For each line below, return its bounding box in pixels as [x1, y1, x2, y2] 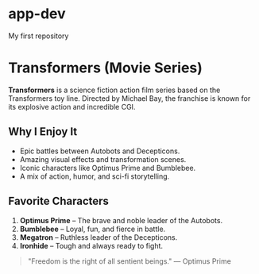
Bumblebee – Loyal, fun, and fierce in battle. [19, 224, 166, 233]
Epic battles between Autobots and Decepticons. [19, 146, 180, 156]
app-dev [8, 5, 66, 23]
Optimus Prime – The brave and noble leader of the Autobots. [19, 215, 223, 225]
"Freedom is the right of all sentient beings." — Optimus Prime [27, 256, 232, 266]
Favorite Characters [8, 195, 110, 208]
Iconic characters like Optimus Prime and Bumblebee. [19, 163, 196, 172]
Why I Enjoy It [8, 125, 78, 139]
